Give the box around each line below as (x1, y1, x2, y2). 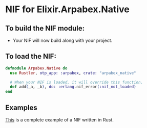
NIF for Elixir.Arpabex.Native (5, 4, 130, 15)
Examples (5, 103, 37, 112)
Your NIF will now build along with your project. (12, 37, 113, 43)
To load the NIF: (5, 52, 56, 61)
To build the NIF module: (5, 24, 85, 33)
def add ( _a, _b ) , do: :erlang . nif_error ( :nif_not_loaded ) (10, 84, 137, 90)
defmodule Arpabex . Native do (5, 65, 68, 71)
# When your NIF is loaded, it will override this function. (10, 80, 143, 85)
